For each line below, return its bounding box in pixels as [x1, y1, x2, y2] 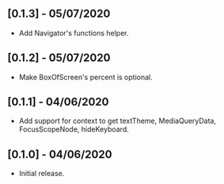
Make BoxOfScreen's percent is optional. [18, 72, 154, 82]
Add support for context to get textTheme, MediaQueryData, [18, 116, 217, 126]
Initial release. [18, 169, 65, 178]
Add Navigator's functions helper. [18, 28, 129, 37]
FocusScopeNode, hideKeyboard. [18, 125, 130, 134]
